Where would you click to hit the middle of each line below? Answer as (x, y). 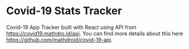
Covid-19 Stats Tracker (64, 11)
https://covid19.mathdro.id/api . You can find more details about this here (94, 33)
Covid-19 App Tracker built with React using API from (71, 27)
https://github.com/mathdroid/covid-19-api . (59, 40)
